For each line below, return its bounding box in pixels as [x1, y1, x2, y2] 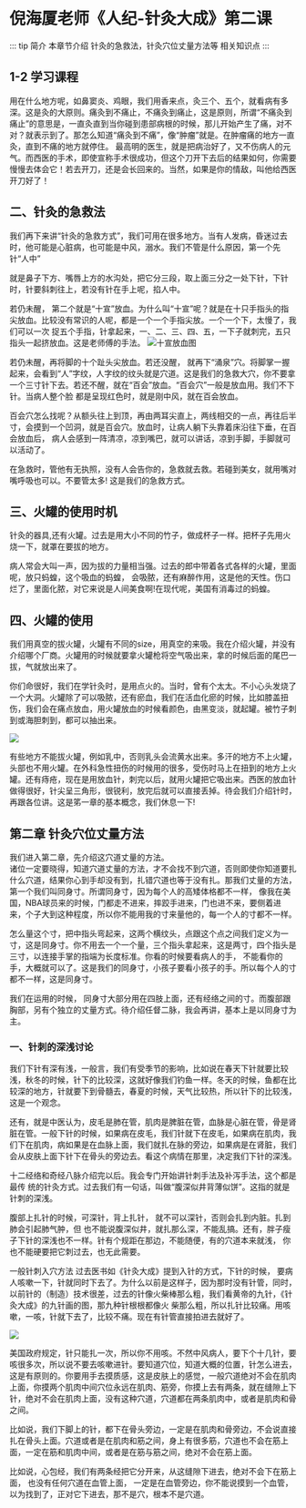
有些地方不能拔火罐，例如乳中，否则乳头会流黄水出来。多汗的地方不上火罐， [9, 751, 297, 762]
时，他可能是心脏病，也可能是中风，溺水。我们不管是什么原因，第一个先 [9, 241, 280, 252]
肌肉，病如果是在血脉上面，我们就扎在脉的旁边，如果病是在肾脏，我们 [33, 1139, 297, 1150]
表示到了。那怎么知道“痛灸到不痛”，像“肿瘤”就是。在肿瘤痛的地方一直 [33, 129, 295, 140]
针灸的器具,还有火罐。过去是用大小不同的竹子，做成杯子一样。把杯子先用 [9, 530, 284, 541]
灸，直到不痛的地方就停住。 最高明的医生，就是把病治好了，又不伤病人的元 [9, 140, 291, 151]
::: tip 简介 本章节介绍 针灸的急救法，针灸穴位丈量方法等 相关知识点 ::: [9, 40, 270, 51]
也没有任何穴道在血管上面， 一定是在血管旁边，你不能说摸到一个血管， [26, 1477, 293, 1489]
